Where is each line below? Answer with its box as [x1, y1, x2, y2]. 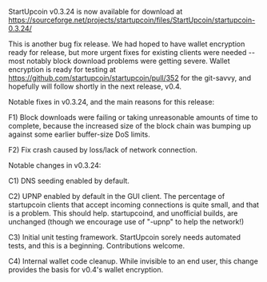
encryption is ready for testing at [8, 65, 116, 74]
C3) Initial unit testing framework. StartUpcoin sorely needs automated [8, 232, 241, 242]
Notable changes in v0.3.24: [8, 161, 102, 170]
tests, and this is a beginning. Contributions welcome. [8, 241, 185, 250]
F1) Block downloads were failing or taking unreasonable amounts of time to [8, 113, 258, 122]
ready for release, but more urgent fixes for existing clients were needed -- [8, 48, 256, 57]
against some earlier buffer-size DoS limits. [8, 129, 150, 139]
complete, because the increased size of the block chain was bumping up [8, 121, 252, 130]
